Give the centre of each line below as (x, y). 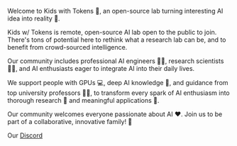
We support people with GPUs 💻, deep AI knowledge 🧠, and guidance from (118, 83)
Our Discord (25, 135)
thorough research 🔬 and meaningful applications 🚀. (83, 100)
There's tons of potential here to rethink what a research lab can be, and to (117, 40)
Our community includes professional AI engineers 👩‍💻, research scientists (116, 61)
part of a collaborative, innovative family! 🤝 (70, 122)
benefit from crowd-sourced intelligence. (67, 47)
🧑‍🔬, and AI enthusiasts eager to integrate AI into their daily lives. (101, 68)
